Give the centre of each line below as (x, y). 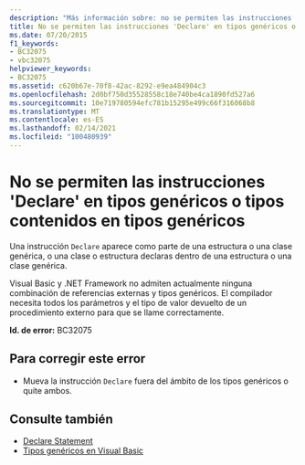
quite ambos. (47, 390)
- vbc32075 (30, 60)
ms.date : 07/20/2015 (49, 35)
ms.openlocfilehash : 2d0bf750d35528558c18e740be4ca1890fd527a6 (132, 94)
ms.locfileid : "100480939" (61, 137)
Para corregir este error (78, 359)
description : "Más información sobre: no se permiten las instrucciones (151, 18)
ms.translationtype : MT (55, 111)
